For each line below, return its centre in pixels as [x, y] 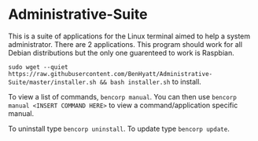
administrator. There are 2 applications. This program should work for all [125, 44]
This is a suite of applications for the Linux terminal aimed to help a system [129, 36]
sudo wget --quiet [38, 67]
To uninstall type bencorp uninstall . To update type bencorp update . [119, 128]
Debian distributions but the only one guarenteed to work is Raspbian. [121, 52]
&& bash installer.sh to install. [151, 81]
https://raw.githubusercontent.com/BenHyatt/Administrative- [111, 74]
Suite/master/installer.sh [52, 82]
